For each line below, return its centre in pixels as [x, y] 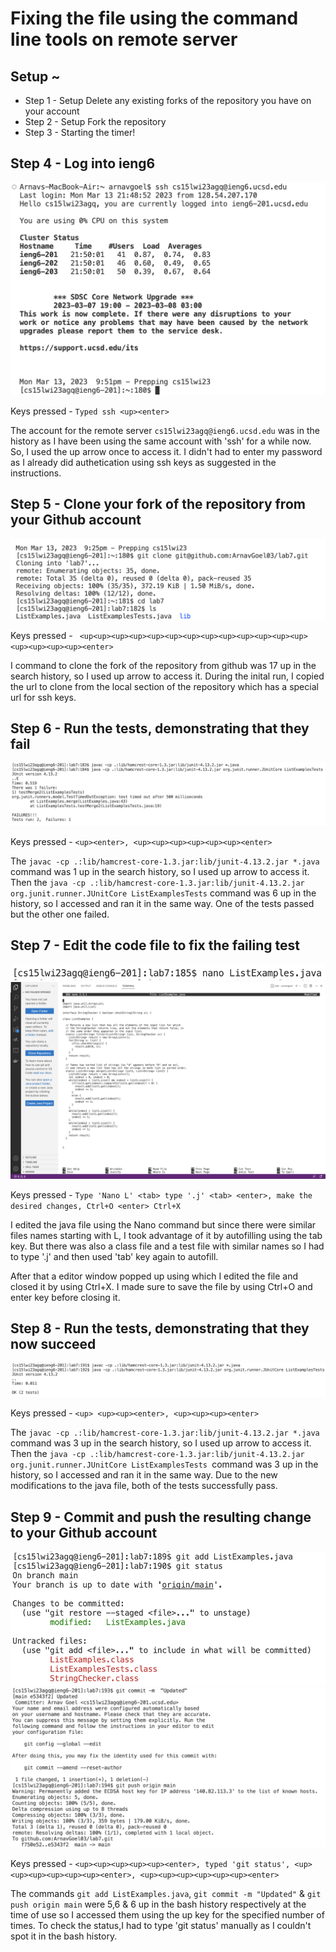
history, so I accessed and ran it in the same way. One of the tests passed [162, 903]
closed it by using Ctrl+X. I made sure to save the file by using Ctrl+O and [161, 1286]
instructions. [36, 473]
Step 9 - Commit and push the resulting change [161, 1517]
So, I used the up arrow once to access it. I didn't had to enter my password [166, 451]
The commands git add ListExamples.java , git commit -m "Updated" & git [166, 1893]
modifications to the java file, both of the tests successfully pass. [144, 1486]
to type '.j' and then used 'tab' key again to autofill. [114, 1256]
